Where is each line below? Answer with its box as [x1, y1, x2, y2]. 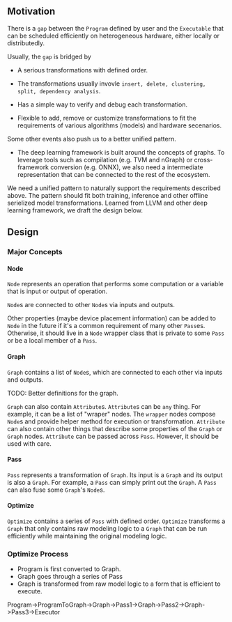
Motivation [7, 6, 56, 17]
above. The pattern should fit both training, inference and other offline [7, 191, 208, 199]
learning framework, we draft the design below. [7, 205, 143, 215]
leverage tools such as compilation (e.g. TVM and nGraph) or [17, 155, 193, 164]
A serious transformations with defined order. [17, 65, 148, 74]
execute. [17, 587, 43, 596]
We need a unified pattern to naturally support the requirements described [7, 184, 221, 192]
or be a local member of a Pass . [7, 336, 98, 345]
